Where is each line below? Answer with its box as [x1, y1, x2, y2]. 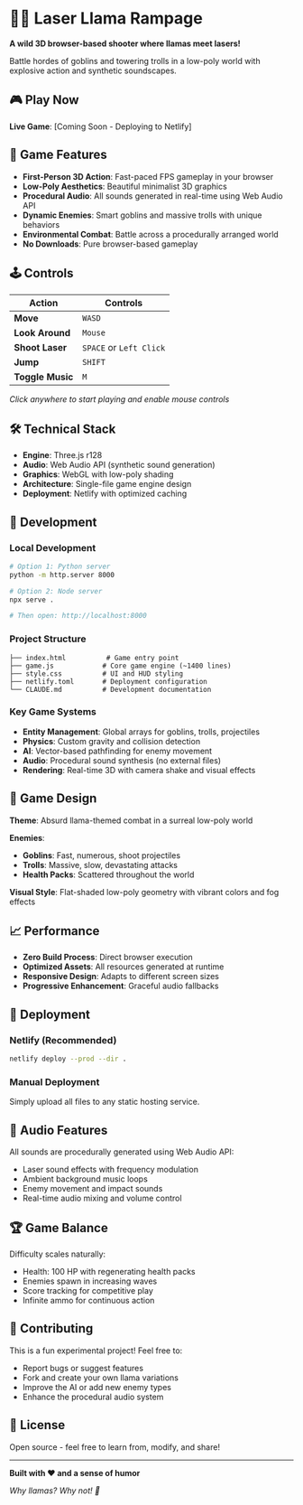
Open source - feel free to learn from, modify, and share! [9, 1441, 221, 1453]
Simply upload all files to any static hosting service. [9, 1097, 200, 1108]
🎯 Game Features [9, 147, 108, 163]
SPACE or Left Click [82, 341, 166, 354]
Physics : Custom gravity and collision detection [22, 735, 201, 746]
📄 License [9, 1417, 66, 1433]
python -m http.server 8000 [9, 570, 115, 579]
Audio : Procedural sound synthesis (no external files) [22, 754, 222, 766]
